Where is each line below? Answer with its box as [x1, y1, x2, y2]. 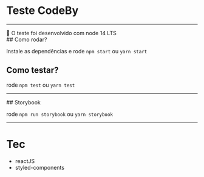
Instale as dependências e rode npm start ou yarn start [6, 47, 148, 55]
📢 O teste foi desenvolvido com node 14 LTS [6, 29, 117, 36]
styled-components [15, 164, 65, 171]
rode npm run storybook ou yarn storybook [6, 110, 114, 118]
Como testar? [6, 65, 59, 76]
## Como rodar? [6, 36, 47, 43]
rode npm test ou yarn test [6, 81, 75, 88]
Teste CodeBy [6, 4, 79, 18]
